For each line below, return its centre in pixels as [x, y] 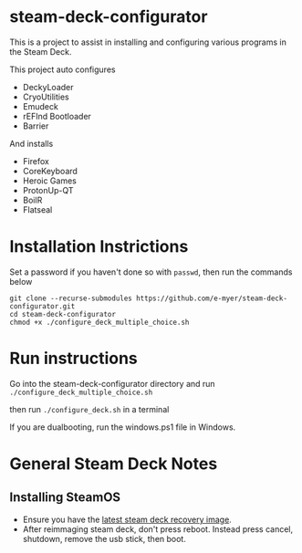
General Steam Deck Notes [114, 464]
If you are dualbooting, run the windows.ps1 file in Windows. [123, 427]
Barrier [36, 126]
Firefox [36, 161]
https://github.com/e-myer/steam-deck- [211, 298]
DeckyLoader [48, 87]
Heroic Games [50, 181]
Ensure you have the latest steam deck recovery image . [127, 519]
